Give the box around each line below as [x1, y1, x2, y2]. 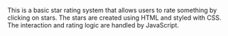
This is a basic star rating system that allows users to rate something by [7, 6, 217, 14]
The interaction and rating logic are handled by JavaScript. [7, 21, 180, 29]
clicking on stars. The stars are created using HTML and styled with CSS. [7, 13, 222, 22]
